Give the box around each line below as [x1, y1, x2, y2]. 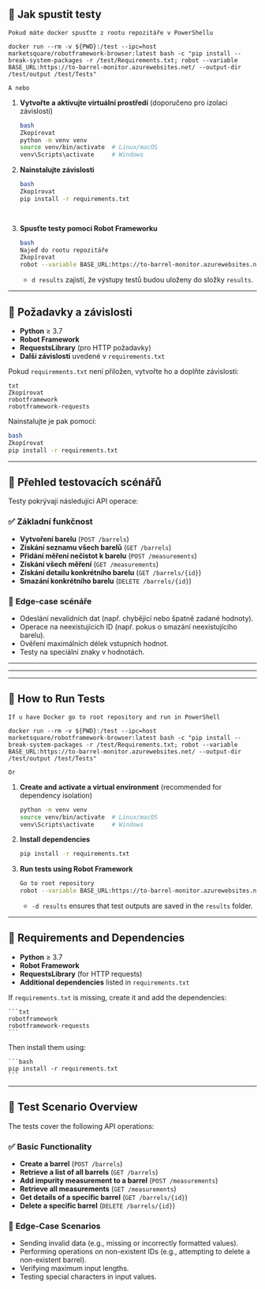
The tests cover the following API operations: [8, 1121, 155, 1130]
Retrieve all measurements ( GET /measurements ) [19, 1184, 177, 1194]
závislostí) [19, 106, 54, 115]
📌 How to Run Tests [8, 692, 106, 706]
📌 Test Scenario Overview [8, 1100, 138, 1114]
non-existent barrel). [19, 1255, 87, 1265]
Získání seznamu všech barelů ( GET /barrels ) [19, 542, 172, 552]
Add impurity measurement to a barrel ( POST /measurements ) [19, 1176, 218, 1186]
